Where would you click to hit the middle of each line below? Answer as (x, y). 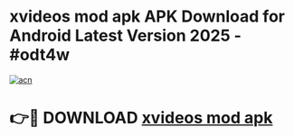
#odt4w (40, 55)
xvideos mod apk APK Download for (147, 17)
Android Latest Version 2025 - (126, 36)
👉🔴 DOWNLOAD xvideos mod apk (141, 118)
